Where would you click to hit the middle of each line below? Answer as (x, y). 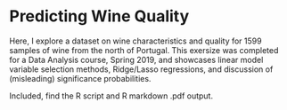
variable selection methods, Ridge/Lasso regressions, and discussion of (141, 69)
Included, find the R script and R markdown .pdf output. (111, 96)
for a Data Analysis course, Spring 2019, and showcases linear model (136, 59)
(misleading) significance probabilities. (80, 78)
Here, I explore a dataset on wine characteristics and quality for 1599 (135, 41)
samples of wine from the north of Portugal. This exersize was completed (144, 50)
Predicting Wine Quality (99, 16)
